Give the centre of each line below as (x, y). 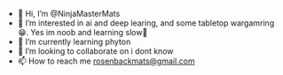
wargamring (252, 23)
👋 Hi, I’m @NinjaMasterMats (69, 14)
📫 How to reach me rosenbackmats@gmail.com (106, 61)
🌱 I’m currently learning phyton (74, 41)
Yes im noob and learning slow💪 (89, 32)
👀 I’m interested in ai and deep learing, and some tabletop (123, 23)
